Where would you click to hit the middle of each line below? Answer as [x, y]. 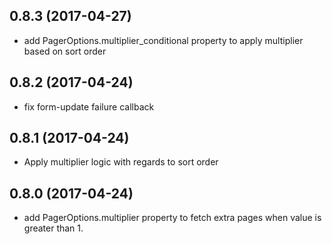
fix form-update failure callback [89, 106]
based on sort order [65, 51]
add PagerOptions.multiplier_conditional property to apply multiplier [163, 40]
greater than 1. [53, 228]
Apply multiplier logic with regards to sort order [121, 162]
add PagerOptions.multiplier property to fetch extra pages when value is [172, 218]
